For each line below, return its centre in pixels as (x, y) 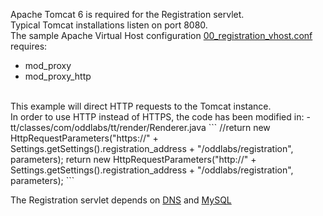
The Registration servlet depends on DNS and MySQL (121, 200)
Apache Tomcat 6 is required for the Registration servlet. (127, 14)
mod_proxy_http (58, 76)
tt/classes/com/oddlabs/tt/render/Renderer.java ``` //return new (140, 127)
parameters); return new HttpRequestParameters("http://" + (133, 159)
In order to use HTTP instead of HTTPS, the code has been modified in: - (160, 117)
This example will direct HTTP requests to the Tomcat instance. (141, 106)
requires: (29, 46)
